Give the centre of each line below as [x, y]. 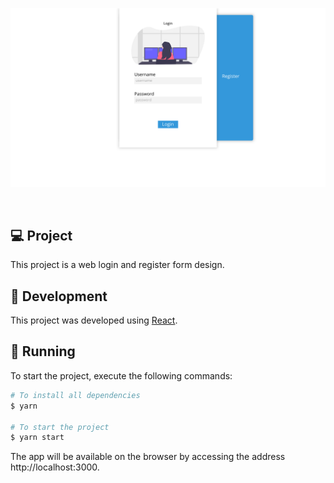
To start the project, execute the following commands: [121, 375]
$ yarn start [37, 438]
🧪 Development [59, 296]
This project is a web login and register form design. [117, 265]
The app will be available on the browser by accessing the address [148, 457]
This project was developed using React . [94, 320]
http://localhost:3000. [55, 467]
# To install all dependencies [75, 395]
